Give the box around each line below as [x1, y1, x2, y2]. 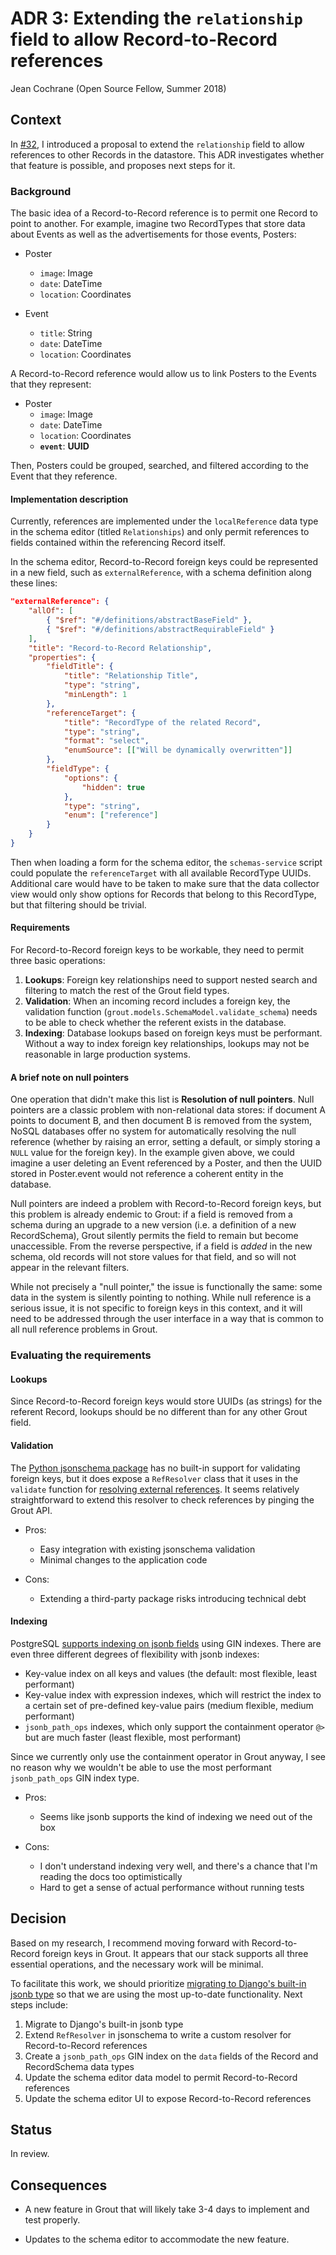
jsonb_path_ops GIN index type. [10, 1772, 140, 1784]
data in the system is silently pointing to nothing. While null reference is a [10, 1292, 312, 1304]
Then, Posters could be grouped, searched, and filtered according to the [10, 460, 309, 472]
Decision [10, 1910, 67, 1927]
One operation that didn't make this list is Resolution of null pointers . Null [10, 1093, 315, 1106]
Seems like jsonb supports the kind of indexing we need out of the [39, 1810, 313, 1822]
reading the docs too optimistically [39, 1870, 183, 1882]
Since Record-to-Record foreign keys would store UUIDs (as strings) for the [10, 1395, 323, 1407]
